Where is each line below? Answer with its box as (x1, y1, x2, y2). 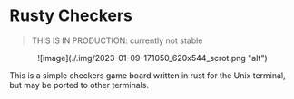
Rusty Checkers (9, 5, 133, 26)
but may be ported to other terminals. (9, 79, 150, 90)
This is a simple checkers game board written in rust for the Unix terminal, (9, 69, 286, 81)
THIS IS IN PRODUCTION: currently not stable (31, 35, 203, 46)
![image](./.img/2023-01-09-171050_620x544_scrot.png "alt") (37, 52, 268, 63)
